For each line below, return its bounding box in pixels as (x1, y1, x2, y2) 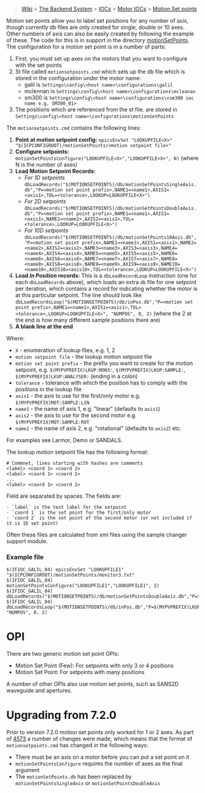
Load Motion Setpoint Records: (15, 168, 96, 175)
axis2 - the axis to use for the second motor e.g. (15, 412, 137, 419)
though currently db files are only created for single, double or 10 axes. (6, 24, 185, 31)
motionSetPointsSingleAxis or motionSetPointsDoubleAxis (15, 780, 160, 787)
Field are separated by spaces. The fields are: (6, 492, 122, 500)
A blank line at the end (15, 323, 73, 330)
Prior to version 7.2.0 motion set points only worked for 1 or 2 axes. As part (6, 729, 194, 736)
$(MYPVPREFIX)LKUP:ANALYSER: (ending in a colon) (15, 373, 138, 380)
